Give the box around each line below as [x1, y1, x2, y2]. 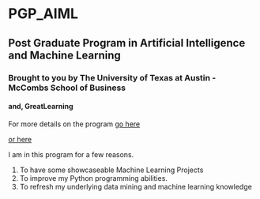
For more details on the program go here [8, 119, 141, 129]
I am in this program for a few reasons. [8, 149, 134, 159]
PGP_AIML [8, 5, 79, 23]
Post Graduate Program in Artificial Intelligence [8, 36, 246, 50]
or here [8, 134, 32, 144]
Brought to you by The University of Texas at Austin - [8, 72, 217, 83]
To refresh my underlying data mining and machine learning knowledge [19, 182, 253, 191]
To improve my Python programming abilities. [19, 173, 168, 182]
